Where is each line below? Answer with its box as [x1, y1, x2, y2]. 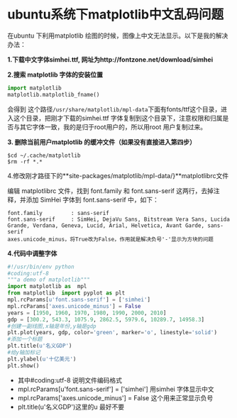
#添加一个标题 [7, 336, 43, 343]
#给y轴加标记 [7, 349, 40, 356]
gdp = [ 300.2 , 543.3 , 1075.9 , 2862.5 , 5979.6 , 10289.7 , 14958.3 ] [7, 316, 204, 323]
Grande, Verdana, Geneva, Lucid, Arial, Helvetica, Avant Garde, [7, 221, 204, 229]
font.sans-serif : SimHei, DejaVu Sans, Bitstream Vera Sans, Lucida [7, 216, 231, 223]
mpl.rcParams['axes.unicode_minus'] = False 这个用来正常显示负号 [17, 393, 214, 402]
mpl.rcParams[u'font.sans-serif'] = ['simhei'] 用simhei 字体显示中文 [17, 385, 214, 393]
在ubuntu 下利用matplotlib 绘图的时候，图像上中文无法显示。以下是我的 [7, 31, 216, 40]
